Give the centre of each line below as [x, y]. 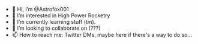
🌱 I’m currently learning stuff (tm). [54, 22]
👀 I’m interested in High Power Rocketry [61, 15]
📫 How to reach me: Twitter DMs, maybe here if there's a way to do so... [102, 35]
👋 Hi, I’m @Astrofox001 [40, 9]
